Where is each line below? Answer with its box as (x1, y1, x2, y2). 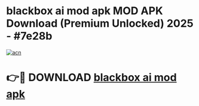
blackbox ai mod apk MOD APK (6, 4, 163, 18)
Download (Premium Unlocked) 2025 (6, 17, 194, 30)
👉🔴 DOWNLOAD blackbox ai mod (6, 71, 177, 84)
